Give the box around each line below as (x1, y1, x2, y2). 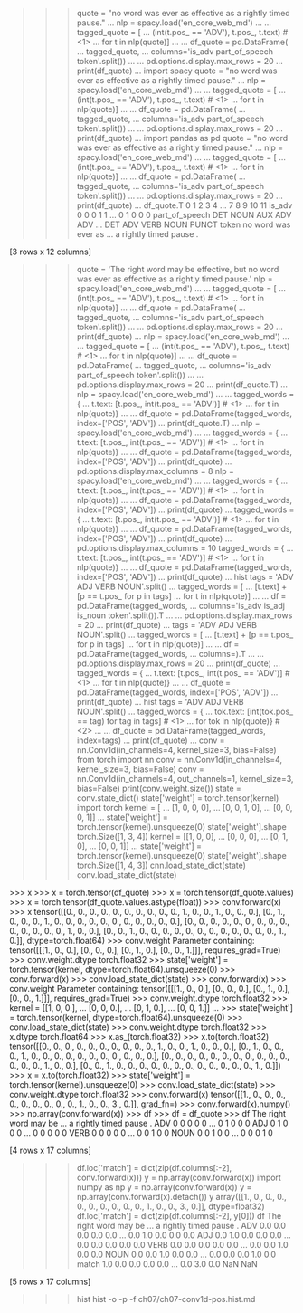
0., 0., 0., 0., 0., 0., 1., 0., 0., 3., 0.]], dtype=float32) (76, 1201, 265, 1212)
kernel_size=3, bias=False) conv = (76, 764, 205, 775)
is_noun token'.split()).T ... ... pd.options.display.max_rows (76, 610, 293, 621)
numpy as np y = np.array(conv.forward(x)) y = (76, 1182, 252, 1193)
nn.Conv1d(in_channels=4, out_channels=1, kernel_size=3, (76, 774, 294, 784)
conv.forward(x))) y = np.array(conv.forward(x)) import (76, 1172, 282, 1183)
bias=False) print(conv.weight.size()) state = (76, 783, 242, 794)
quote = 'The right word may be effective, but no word (76, 264, 279, 274)
